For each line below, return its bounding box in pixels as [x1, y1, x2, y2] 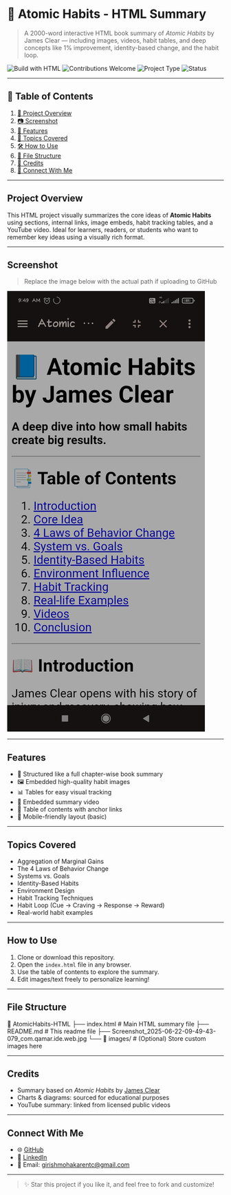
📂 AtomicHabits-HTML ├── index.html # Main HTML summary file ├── [7, 1019, 210, 1028]
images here [7, 1041, 43, 1050]
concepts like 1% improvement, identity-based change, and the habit [23, 43, 219, 52]
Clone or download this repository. [16, 953, 115, 961]
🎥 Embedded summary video [16, 798, 100, 806]
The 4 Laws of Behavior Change [16, 865, 109, 873]
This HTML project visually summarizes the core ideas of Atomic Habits [7, 211, 212, 219]
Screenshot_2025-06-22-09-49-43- [111, 1027, 217, 1035]
